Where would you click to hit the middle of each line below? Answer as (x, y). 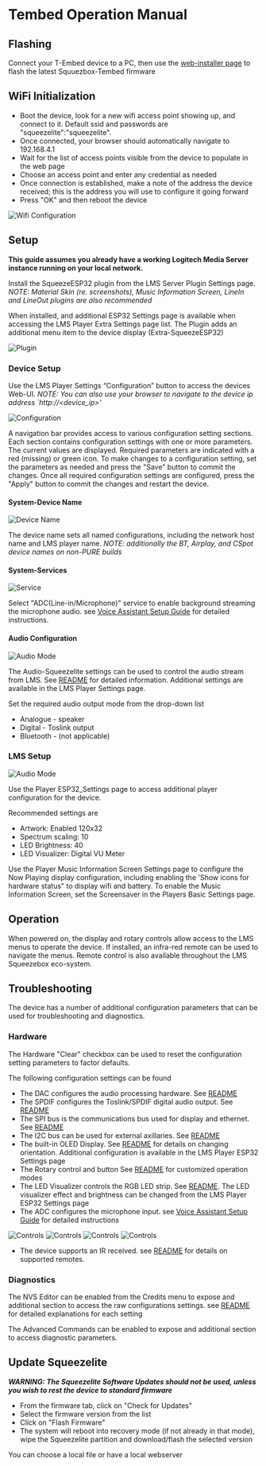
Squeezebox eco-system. (50, 963)
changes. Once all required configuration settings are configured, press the (131, 475)
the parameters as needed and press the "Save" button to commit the (122, 467)
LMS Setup (30, 756)
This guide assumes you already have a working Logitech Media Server (128, 259)
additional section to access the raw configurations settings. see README (129, 1306)
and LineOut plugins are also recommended (80, 300)
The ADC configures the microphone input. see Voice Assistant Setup (134, 1211)
